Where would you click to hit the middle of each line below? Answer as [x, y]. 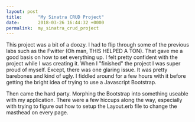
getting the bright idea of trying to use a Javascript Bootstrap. [81, 83]
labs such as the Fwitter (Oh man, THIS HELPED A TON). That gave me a [95, 51]
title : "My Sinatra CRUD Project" [55, 17]
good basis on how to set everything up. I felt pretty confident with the [92, 57]
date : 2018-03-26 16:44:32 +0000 [55, 22]
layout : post [22, 11]
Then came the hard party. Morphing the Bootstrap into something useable [97, 94]
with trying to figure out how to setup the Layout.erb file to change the [92, 106]
